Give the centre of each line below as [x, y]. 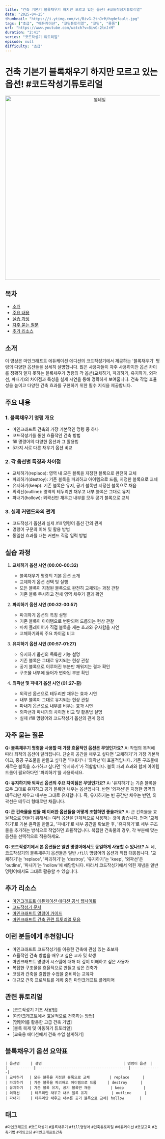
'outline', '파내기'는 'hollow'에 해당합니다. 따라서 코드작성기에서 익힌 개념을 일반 [82, 865]
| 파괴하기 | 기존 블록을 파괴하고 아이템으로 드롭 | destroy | [74, 1083]
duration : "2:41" [23, 32]
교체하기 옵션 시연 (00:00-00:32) [45, 565]
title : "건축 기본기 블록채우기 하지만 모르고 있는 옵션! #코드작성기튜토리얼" [74, 10]
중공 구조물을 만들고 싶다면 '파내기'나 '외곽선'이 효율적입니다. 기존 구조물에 [87, 760]
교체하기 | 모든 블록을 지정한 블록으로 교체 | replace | [77, 1078]
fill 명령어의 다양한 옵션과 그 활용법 [45, 441]
